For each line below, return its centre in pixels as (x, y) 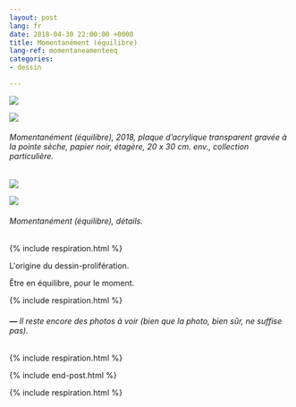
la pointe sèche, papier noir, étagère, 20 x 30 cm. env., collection (129, 147)
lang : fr (25, 26)
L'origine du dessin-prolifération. (69, 266)
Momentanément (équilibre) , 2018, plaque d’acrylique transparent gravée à (148, 137)
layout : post (34, 17)
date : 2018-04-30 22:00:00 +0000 (72, 34)
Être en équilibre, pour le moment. (72, 284)
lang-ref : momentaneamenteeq (63, 51)
